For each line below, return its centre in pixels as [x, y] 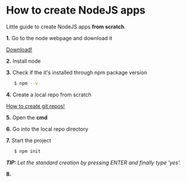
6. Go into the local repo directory [47, 129]
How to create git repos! [35, 106]
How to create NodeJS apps [76, 10]
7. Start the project [29, 140]
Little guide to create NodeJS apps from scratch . [66, 27]
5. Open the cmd [27, 117]
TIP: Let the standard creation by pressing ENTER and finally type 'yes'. [94, 162]
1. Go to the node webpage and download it [59, 38]
